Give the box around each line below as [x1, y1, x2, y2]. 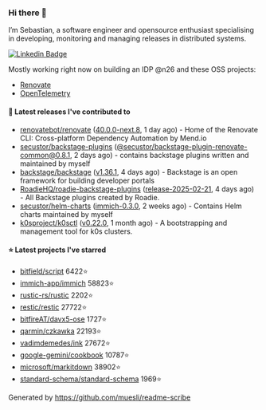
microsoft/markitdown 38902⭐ [19, 362, 121, 372]
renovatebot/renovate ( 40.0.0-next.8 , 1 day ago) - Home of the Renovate [19, 124, 259, 134]
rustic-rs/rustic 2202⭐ [19, 290, 94, 300]
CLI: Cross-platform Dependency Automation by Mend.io [19, 133, 207, 143]
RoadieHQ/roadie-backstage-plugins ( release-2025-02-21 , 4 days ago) [19, 183, 255, 194]
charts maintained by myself [19, 209, 113, 219]
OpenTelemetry [19, 89, 71, 98]
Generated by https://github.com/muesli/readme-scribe [8, 392, 191, 402]
